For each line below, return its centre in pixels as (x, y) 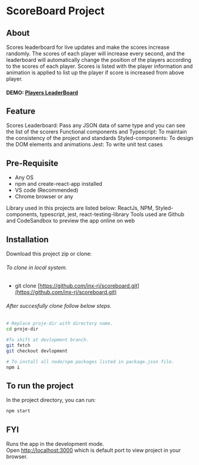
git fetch (18, 346)
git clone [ (27, 286)
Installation (27, 239)
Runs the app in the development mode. (55, 444)
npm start (18, 411)
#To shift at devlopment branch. (48, 340)
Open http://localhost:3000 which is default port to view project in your (94, 450)
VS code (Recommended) (46, 190)
